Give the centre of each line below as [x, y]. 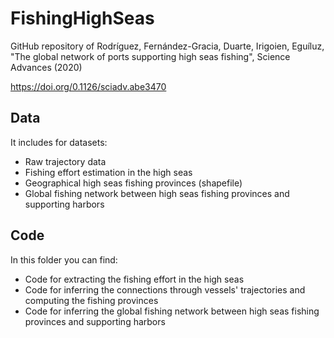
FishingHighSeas [82, 18]
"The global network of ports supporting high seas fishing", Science [150, 56]
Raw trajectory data [65, 161]
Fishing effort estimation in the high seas [108, 172]
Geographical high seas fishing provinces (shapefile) [133, 183]
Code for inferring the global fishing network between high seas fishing [172, 311]
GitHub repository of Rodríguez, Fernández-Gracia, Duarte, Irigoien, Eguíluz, [167, 46]
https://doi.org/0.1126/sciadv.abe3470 [88, 86]
